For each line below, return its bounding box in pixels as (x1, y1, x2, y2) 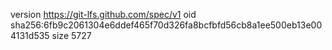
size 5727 (51, 30, 92, 41)
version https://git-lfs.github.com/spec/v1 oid (10, 9, 197, 20)
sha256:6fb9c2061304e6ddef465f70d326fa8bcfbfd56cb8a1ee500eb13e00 (10, 19, 323, 31)
